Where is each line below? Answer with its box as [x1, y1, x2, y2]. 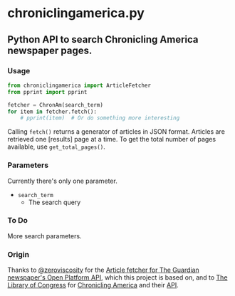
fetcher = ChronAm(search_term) [7, 101, 103, 108]
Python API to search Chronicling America [7, 33, 199, 46]
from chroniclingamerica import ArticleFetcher [7, 82, 152, 89]
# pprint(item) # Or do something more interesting [20, 115, 180, 122]
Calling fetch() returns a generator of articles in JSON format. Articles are [7, 127, 226, 136]
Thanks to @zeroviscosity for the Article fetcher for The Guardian [7, 265, 199, 275]
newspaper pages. [7, 44, 93, 56]
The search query [28, 198, 81, 206]
